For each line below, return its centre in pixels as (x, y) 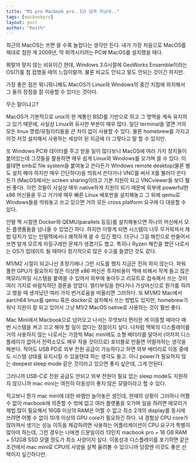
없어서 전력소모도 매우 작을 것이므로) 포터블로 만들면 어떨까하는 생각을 (106, 342)
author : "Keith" (26, 28)
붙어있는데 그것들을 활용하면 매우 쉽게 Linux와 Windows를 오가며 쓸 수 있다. (93, 158)
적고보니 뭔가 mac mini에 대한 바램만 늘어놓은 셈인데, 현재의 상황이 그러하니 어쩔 (98, 396)
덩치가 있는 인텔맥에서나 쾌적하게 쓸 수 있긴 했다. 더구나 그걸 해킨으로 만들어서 (101, 237)
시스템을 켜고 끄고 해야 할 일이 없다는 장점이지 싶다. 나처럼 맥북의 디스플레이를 (101, 327)
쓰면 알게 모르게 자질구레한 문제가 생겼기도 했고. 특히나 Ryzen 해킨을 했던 (90, 244)
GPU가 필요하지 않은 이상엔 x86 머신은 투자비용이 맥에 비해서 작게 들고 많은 (103, 271)
